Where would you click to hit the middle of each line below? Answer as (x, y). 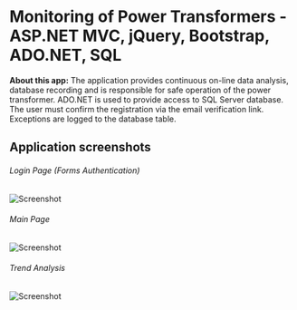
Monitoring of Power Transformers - (148, 17)
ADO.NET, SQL (66, 55)
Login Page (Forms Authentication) (75, 170)
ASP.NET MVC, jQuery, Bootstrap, (139, 36)
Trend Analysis (38, 268)
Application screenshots (80, 147)
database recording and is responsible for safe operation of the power (140, 90)
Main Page (29, 219)
